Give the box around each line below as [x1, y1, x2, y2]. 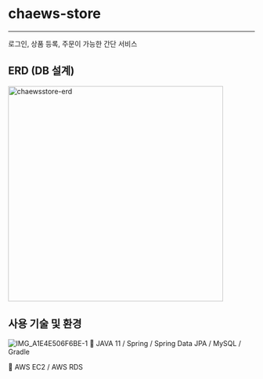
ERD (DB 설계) [8, 64, 75, 78]
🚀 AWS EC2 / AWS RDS [8, 362, 84, 371]
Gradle [8, 347, 30, 356]
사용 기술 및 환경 [8, 317, 82, 330]
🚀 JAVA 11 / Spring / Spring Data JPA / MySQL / [89, 338, 241, 348]
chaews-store [8, 5, 102, 23]
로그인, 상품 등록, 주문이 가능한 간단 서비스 [8, 38, 138, 48]
